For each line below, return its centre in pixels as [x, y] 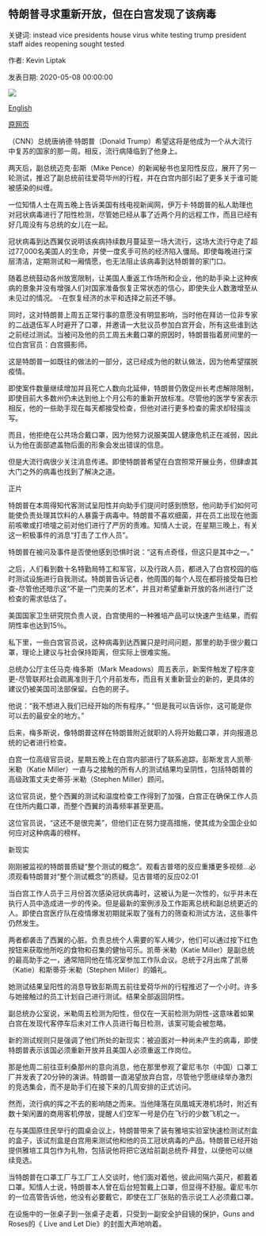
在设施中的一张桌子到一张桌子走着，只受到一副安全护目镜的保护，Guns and [131, 1214]
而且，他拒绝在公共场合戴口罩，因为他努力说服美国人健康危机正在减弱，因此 [133, 434]
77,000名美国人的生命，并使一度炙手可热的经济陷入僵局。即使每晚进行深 [133, 251]
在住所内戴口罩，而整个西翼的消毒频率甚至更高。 [88, 806]
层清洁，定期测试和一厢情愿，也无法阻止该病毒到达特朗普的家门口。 [119, 261]
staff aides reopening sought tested [66, 44]
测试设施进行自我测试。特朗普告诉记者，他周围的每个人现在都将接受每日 [133, 579]
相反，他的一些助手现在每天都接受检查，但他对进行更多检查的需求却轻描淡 [129, 408]
